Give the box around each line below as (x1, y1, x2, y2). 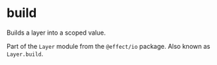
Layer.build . (6, 49, 44, 58)
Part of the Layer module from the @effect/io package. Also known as (6, 42, 211, 50)
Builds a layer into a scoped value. (6, 28, 106, 37)
